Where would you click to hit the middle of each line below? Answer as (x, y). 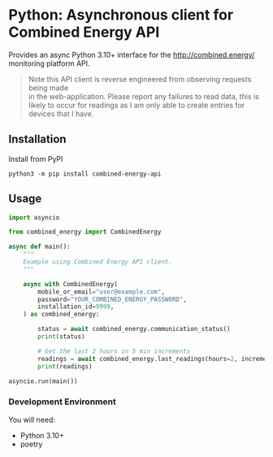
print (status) (61, 337)
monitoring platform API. (50, 63)
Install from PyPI (36, 159)
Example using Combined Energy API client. (98, 262)
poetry (31, 444)
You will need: (32, 420)
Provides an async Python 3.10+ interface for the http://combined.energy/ (132, 54)
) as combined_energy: (61, 315)
